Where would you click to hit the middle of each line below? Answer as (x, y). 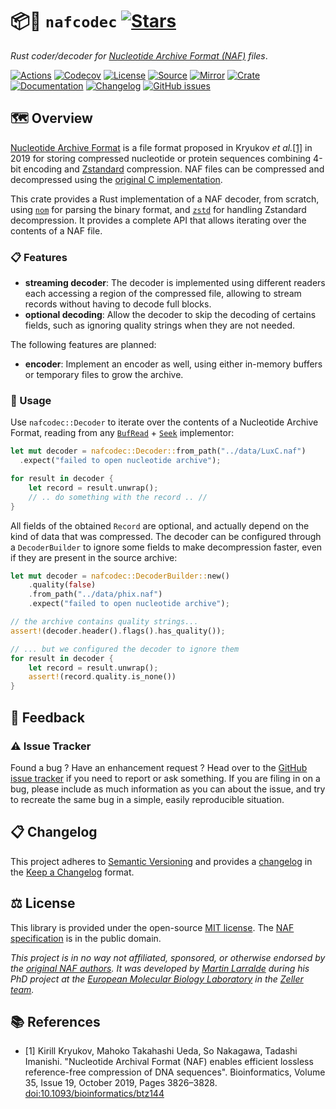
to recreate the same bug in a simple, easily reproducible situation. (147, 799)
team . (22, 989)
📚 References (55, 1021)
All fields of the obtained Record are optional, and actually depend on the (160, 525)
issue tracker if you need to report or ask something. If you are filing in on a (165, 778)
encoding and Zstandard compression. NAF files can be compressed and (174, 169)
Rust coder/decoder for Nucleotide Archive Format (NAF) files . (139, 55)
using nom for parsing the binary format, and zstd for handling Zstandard (158, 209)
